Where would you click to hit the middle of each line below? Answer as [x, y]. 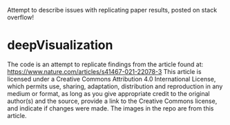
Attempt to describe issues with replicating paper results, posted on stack [112, 10]
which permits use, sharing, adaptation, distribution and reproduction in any [115, 86]
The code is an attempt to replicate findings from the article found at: [105, 64]
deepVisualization [60, 45]
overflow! [21, 17]
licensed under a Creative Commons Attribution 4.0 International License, [112, 79]
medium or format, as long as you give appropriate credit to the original [108, 93]
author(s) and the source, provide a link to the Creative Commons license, [112, 101]
